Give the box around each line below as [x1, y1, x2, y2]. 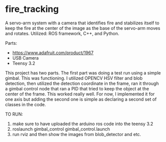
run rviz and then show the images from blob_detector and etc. [12, 131, 141, 137]
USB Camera [12, 55, 39, 61]
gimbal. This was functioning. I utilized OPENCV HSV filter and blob [5, 75, 143, 81]
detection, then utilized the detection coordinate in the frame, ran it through [5, 80, 159, 86]
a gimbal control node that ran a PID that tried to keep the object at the [5, 85, 150, 91]
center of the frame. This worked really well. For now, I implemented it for [5, 91, 155, 97]
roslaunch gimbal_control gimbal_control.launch [12, 126, 110, 132]
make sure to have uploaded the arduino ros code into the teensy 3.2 [12, 121, 154, 127]
